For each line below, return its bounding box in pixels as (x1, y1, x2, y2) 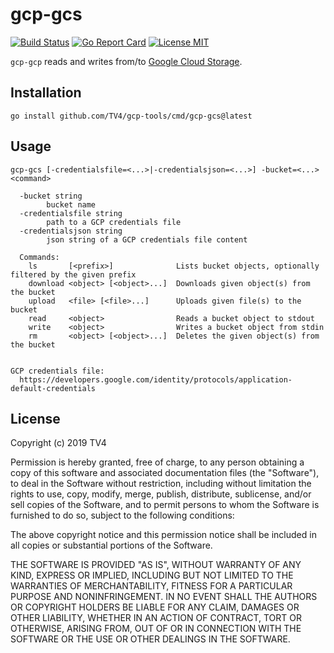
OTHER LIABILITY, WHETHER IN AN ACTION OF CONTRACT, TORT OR (10, 612, 302, 624)
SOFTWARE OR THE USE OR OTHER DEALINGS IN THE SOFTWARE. (10, 633, 291, 645)
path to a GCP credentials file (46, 217, 182, 227)
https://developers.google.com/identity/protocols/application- (19, 374, 293, 385)
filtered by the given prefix (10, 269, 137, 280)
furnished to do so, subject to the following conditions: (10, 509, 235, 522)
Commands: (19, 252, 60, 262)
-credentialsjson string (19, 226, 123, 236)
